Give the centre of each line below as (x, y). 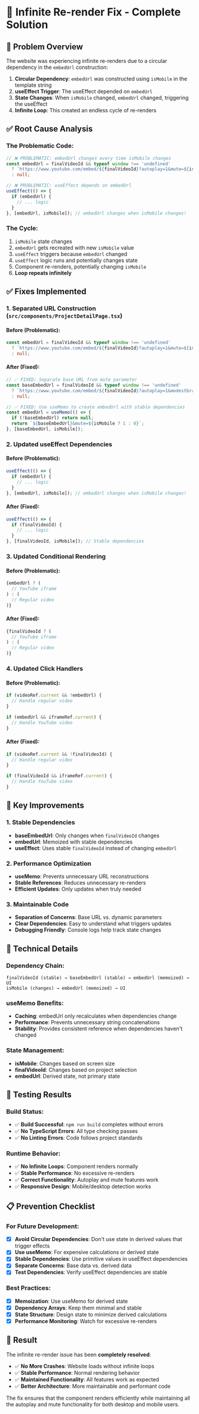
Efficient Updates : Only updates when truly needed (78, 889)
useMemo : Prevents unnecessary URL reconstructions (82, 876)
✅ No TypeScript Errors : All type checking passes (76, 1131)
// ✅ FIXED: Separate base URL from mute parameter (72, 380)
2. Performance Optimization (49, 863)
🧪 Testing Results (39, 1095)
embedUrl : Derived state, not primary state (67, 1076)
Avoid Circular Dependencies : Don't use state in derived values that (98, 1239)
